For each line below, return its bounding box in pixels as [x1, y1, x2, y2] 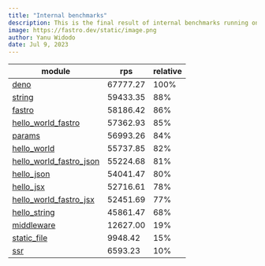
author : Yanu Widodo [8, 33, 77, 42]
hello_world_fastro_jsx [12, 194, 95, 205]
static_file [12, 233, 48, 244]
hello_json [12, 168, 50, 179]
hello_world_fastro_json [12, 156, 100, 167]
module [41, 66, 71, 77]
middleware [12, 220, 56, 231]
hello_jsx [12, 182, 46, 193]
